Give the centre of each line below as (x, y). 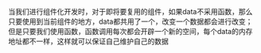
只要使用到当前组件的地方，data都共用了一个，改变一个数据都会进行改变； (130, 21)
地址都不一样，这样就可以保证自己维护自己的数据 (88, 41)
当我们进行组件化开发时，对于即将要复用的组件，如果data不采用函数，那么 (130, 11)
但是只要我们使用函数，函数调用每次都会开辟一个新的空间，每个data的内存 (130, 31)
